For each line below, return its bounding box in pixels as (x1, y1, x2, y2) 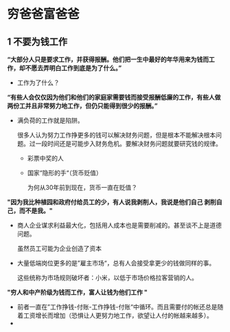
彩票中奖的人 (27, 154, 64, 162)
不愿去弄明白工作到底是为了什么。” (25, 64, 122, 72)
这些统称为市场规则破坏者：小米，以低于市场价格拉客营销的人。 (16, 274, 198, 282)
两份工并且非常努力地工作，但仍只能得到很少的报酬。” (7, 102, 158, 110)
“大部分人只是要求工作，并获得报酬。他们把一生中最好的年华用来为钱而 (7, 56, 209, 63)
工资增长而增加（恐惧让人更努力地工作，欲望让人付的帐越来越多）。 (23, 311, 213, 320)
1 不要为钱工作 (7, 36, 68, 47)
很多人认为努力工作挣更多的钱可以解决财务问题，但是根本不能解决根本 (16, 131, 216, 139)
